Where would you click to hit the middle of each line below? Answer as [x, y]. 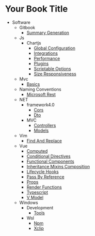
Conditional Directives [48, 156]
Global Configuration [55, 48]
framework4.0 [40, 105]
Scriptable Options [52, 68]
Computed [37, 151]
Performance [47, 58]
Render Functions [44, 187]
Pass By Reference [45, 177]
